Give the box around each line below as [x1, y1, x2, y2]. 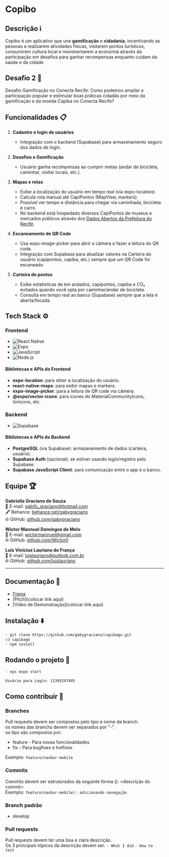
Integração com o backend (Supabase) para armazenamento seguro [20, 139, 162, 145]
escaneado [20, 261, 44, 268]
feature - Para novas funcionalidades [12, 739, 90, 745]
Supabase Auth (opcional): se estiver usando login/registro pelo [12, 456, 146, 462]
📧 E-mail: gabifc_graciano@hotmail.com [5, 503, 88, 509]
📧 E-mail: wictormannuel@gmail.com [5, 532, 82, 538]
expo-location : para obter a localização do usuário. [12, 377, 120, 383]
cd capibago [5, 637, 30, 642]
